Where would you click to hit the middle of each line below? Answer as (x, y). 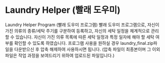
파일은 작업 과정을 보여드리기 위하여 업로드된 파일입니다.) (60, 55)
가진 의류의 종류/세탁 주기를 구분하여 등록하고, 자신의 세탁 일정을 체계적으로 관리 (82, 31)
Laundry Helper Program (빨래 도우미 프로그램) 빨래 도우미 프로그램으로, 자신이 (82, 25)
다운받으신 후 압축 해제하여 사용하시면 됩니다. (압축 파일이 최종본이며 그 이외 (87, 49)
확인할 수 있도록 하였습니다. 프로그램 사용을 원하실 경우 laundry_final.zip (84, 43)
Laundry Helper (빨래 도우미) (63, 10)
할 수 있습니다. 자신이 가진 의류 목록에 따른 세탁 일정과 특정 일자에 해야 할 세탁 (80, 37)
